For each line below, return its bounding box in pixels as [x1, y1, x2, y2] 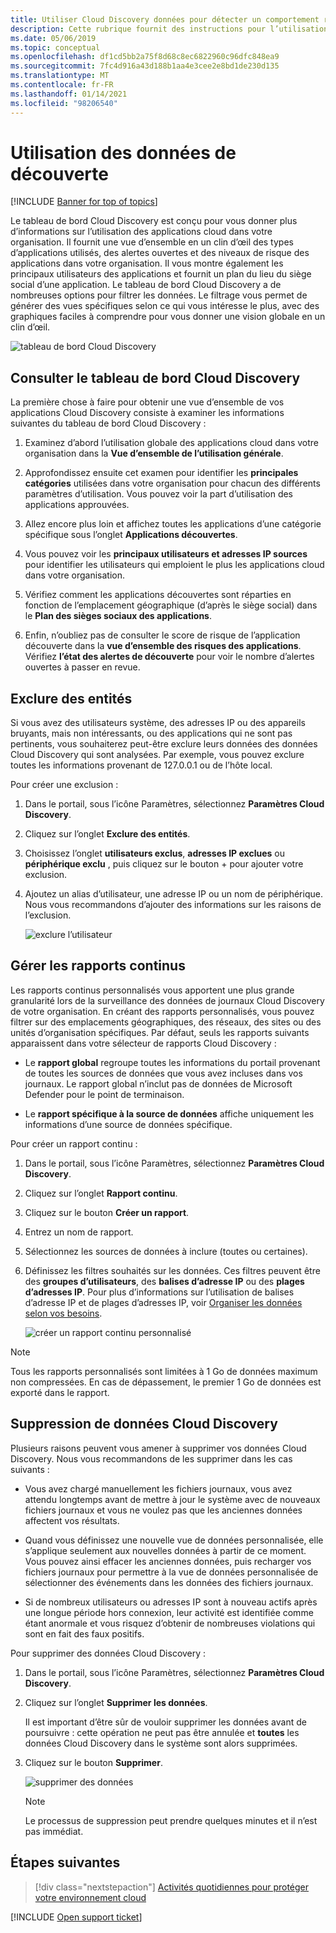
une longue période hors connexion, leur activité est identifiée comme [24, 1606, 314, 1618]
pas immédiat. [24, 1825, 84, 1837]
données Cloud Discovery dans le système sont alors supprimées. [24, 1737, 298, 1749]
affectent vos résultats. [24, 1514, 120, 1526]
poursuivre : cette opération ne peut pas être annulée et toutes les [24, 1726, 300, 1738]
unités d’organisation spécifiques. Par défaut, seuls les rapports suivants [10, 1026, 310, 1038]
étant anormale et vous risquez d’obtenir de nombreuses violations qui [24, 1617, 316, 1629]
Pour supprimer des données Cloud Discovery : [10, 1647, 207, 1659]
